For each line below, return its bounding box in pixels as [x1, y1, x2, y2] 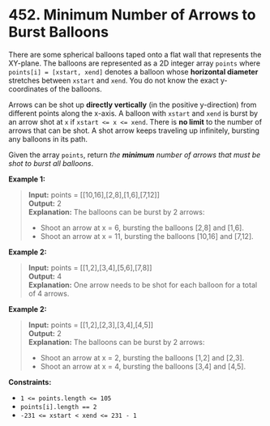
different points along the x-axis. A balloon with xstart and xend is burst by [8, 108, 258, 118]
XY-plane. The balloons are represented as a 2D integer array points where [8, 58, 261, 68]
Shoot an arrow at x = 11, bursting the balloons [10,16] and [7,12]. [40, 231, 254, 241]
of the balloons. [49, 83, 103, 94]
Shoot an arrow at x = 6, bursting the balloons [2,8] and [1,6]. [40, 223, 245, 232]
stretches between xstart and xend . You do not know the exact [8, 75, 219, 85]
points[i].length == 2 [19, 403, 97, 411]
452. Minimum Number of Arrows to [8, 6, 256, 24]
